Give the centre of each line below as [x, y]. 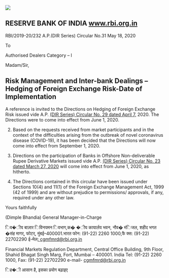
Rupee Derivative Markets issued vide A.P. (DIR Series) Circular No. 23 [87, 161]
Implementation [31, 97]
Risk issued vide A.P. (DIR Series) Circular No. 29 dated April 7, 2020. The [82, 114]
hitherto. [21, 172]
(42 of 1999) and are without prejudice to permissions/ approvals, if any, [88, 192]
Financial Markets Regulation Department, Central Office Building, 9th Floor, [84, 249]
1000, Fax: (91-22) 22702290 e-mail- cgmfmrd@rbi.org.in [65, 260]
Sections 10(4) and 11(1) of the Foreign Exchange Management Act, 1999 [88, 187]
